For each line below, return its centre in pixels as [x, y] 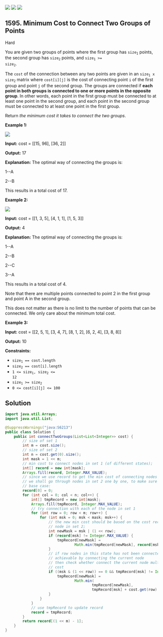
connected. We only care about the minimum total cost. [60, 313]
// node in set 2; [67, 526]
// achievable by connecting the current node [96, 558]
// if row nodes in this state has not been [94, 554]
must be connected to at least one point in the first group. [63, 106]
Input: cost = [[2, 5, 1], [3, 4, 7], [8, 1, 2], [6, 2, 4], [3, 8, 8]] [63, 332]
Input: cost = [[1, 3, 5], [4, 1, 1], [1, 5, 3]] [44, 218]
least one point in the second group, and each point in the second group [77, 101]
